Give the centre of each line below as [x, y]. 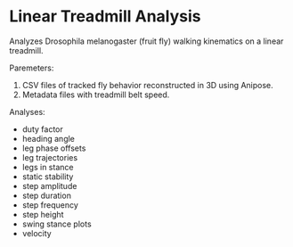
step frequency [50, 205]
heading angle [49, 138]
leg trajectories [50, 157]
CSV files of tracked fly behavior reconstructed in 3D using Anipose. [147, 85]
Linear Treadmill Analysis [105, 16]
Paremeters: [32, 68]
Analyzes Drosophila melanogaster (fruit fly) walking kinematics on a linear [146, 41]
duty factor [43, 129]
